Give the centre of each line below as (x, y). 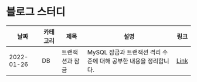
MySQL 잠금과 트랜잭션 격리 (124, 52)
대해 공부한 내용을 (123, 61)
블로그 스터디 (36, 12)
